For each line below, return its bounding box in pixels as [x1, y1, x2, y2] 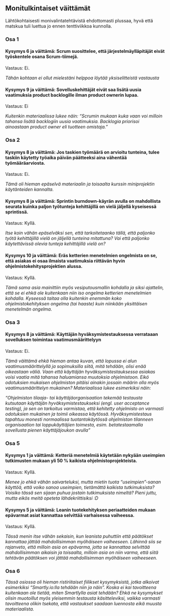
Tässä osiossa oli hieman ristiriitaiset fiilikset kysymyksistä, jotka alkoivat [5, 579, 159, 585]
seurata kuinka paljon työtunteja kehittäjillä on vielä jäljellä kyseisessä [5, 203, 157, 209]
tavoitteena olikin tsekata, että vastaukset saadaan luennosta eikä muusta [5, 601, 162, 607]
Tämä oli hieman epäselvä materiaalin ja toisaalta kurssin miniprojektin [5, 181, 155, 187]
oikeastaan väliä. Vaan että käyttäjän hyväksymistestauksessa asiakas [5, 368, 156, 375]
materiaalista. [5, 606, 35, 612]
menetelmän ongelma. [5, 306, 52, 312]
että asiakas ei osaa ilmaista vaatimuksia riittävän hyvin [5, 258, 125, 264]
